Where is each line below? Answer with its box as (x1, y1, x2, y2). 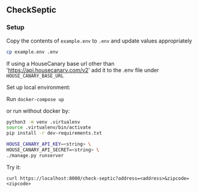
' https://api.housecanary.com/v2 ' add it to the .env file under (6, 66, 160, 74)
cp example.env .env (6, 49, 59, 55)
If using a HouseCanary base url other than (6, 60, 115, 67)
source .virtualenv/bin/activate (6, 124, 91, 130)
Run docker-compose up (6, 95, 65, 102)
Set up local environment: (6, 84, 71, 91)
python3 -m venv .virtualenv (6, 119, 80, 125)
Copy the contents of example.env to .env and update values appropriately (6, 37, 193, 44)
